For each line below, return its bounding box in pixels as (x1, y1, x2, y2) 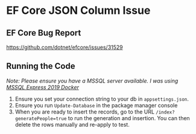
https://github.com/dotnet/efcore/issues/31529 (6, 43, 124, 51)
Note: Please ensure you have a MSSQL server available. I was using (6, 77, 179, 85)
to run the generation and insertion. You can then (68, 114, 190, 121)
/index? (156, 109, 175, 115)
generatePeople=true (14, 115, 67, 121)
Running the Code (6, 61, 75, 71)
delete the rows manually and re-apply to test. (14, 121, 130, 128)
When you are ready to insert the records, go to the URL (14, 108, 155, 115)
